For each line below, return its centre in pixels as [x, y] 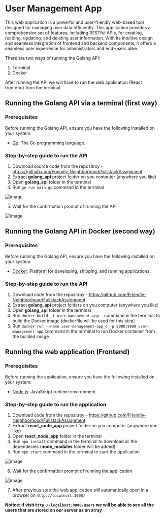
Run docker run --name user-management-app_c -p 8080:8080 [74, 326]
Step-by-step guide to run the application [56, 404]
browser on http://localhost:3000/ [49, 495]
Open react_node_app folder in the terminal [57, 436]
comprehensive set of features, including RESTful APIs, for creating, [74, 33]
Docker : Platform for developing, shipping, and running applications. [82, 271]
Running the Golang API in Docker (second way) [80, 232]
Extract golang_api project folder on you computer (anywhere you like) [84, 177]
